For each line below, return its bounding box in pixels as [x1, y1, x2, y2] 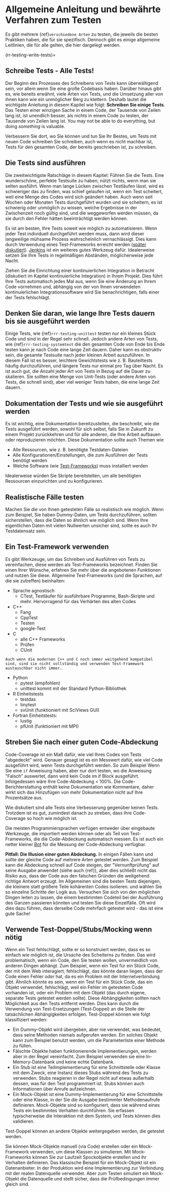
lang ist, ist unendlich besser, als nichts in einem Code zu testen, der [5, 112, 149, 118]
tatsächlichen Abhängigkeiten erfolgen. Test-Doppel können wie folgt [5, 1011, 151, 1017]
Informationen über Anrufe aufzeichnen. [12, 1086, 97, 1092]
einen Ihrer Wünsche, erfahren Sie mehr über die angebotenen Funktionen [5, 567, 161, 573]
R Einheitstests [12, 691, 44, 697]
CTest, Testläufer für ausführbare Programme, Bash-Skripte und [20, 593, 155, 599]
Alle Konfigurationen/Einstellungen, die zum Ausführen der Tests [12, 452, 148, 458]
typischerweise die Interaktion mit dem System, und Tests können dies [12, 1113, 161, 1119]
